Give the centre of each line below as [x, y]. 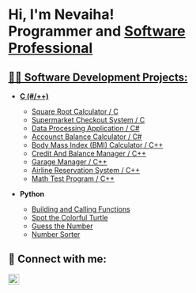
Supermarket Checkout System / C [88, 120]
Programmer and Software [97, 31]
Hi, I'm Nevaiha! [61, 15]
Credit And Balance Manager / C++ [89, 153]
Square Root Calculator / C [75, 111]
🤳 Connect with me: [57, 259]
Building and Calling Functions [81, 209]
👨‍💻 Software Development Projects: [98, 77]
